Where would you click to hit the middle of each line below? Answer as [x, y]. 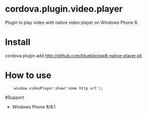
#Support [15, 97]
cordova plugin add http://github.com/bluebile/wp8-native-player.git [73, 56]
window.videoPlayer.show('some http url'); [59, 88]
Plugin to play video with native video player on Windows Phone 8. [72, 22]
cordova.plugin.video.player [64, 9]
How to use [28, 75]
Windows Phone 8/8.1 [34, 107]
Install [18, 42]
